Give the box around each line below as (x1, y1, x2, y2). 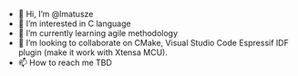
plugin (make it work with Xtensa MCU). (17, 47, 169, 58)
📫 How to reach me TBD (17, 57, 112, 68)
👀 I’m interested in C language (17, 18, 131, 29)
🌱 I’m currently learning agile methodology (17, 28, 179, 38)
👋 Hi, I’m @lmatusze (17, 9, 94, 19)
